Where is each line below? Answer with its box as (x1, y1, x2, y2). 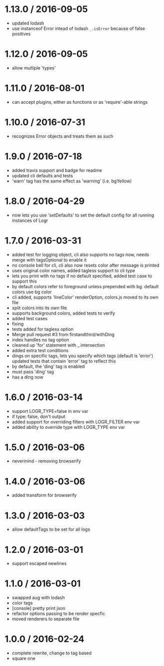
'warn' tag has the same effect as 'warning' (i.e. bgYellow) (11, 178, 132, 184)
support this (11, 278, 37, 284)
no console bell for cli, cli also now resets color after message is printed (11, 262, 160, 268)
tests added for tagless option (11, 326, 74, 332)
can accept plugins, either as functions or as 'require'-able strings (11, 99, 148, 105)
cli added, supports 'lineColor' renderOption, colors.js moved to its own (11, 294, 159, 300)
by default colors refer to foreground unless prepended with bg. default (11, 283, 159, 289)
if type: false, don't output (11, 413, 66, 419)
